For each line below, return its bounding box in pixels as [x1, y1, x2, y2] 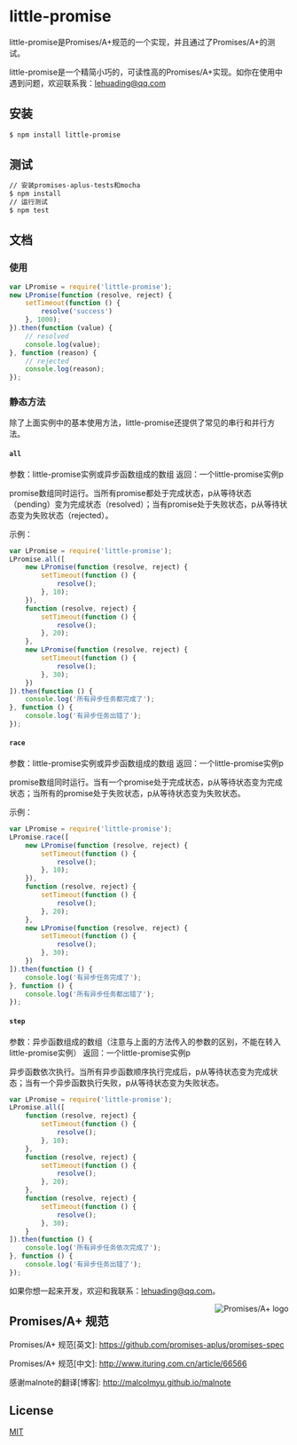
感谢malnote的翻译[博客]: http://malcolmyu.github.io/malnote [9, 1377, 231, 1387]
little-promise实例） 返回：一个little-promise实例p [9, 1047, 191, 1058]
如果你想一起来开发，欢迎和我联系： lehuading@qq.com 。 [9, 1285, 221, 1296]
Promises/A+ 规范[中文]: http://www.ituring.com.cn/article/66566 [9, 1358, 247, 1369]
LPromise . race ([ [9, 833, 69, 841]
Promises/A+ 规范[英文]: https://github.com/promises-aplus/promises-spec [9, 1338, 285, 1350]
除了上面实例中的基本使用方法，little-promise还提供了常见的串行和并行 [9, 417, 268, 428]
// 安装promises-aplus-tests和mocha [9, 181, 141, 190]
